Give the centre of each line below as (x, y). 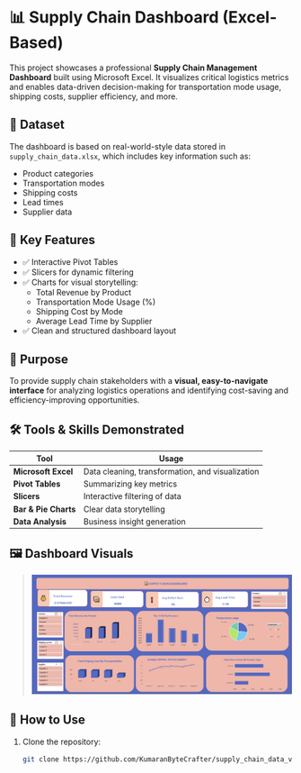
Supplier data (47, 212)
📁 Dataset (37, 125)
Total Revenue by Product (84, 292)
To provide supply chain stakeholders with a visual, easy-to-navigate (139, 381)
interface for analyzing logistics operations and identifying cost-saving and (149, 391)
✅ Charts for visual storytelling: (80, 282)
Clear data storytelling (124, 509)
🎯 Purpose (39, 359)
